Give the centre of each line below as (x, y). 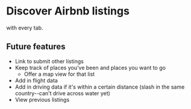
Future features (36, 47)
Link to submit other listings (49, 61)
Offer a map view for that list (59, 74)
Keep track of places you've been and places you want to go (90, 67)
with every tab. (25, 28)
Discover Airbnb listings (68, 11)
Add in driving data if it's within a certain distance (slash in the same (100, 87)
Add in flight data (36, 80)
